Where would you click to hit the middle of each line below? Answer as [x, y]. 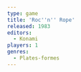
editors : [20, 33]
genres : [18, 52]
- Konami [26, 39]
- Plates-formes [36, 58]
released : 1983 [29, 26]
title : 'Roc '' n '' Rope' [41, 20]
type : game [23, 13]
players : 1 [23, 45]
